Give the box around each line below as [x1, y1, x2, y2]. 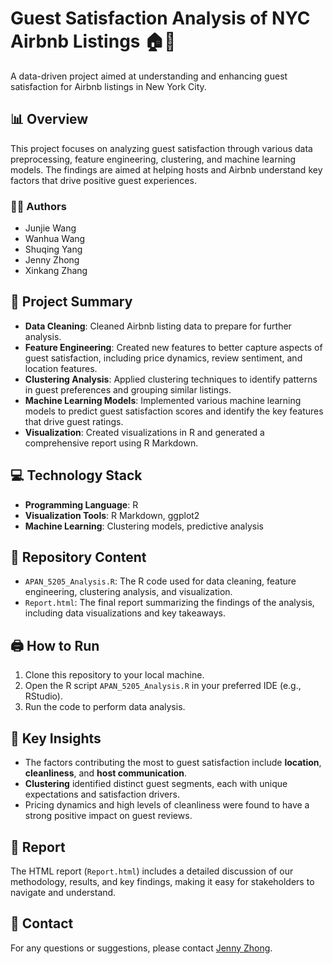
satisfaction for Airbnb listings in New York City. [10, 80, 207, 92]
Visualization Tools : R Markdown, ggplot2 [24, 509, 200, 521]
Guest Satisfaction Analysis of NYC [10, 7, 311, 30]
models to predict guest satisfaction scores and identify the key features [24, 405, 324, 417]
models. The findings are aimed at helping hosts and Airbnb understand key [10, 163, 323, 176]
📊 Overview [10, 111, 89, 128]
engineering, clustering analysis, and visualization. [24, 586, 233, 598]
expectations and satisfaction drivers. [24, 788, 180, 801]
